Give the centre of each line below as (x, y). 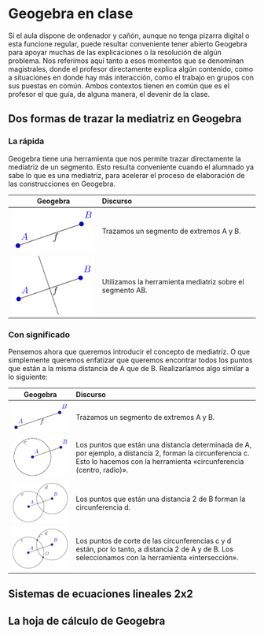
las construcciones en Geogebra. (62, 184)
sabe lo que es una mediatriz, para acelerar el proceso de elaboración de (126, 175)
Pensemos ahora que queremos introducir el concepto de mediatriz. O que (129, 352)
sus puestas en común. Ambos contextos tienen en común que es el (119, 85)
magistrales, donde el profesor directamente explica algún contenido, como (131, 69)
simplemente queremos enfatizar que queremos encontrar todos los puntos (130, 360)
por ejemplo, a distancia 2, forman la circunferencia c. (163, 453)
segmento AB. (125, 290)
